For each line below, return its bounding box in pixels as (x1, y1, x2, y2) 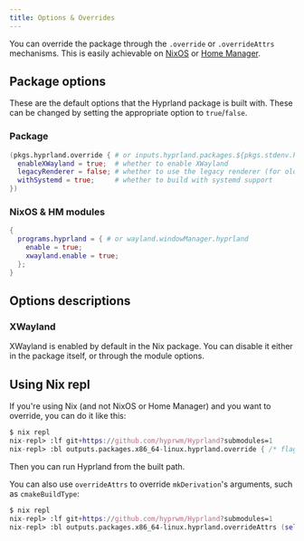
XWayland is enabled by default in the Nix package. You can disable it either (9, 341, 294, 352)
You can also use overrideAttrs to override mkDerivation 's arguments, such (9, 479, 293, 489)
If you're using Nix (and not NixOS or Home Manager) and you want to (9, 401, 271, 412)
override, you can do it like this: (9, 411, 127, 422)
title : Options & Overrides (9, 13, 116, 23)
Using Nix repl (9, 376, 90, 392)
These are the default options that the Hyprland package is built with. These (9, 98, 294, 109)
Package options (9, 74, 107, 90)
